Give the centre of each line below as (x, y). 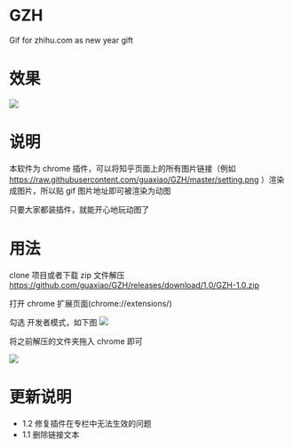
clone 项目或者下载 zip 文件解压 (67, 275)
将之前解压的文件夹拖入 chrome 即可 (76, 341)
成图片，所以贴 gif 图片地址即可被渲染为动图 (90, 190)
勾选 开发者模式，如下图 (53, 322)
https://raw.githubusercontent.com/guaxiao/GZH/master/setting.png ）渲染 (147, 180)
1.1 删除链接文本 (51, 434)
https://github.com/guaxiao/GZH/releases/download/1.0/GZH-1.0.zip (135, 284)
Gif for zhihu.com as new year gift (71, 40)
